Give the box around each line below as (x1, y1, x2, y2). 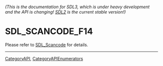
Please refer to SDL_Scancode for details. (5, 41, 88, 48)
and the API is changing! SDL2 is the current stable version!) (5, 9, 126, 14)
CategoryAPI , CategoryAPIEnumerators (5, 55, 83, 61)
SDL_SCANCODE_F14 (5, 26, 93, 37)
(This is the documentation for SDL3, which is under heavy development (5, 4, 150, 10)
